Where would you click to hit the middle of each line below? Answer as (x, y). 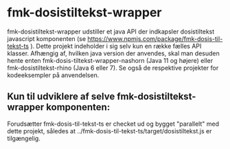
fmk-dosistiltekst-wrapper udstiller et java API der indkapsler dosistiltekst (111, 31)
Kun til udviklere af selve (61, 97)
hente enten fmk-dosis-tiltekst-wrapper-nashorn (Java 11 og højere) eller (110, 60)
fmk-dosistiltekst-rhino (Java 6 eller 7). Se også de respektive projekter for (113, 68)
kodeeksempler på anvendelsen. (53, 75)
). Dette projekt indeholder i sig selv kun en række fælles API (116, 46)
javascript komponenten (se (47, 38)
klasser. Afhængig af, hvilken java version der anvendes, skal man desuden (113, 53)
